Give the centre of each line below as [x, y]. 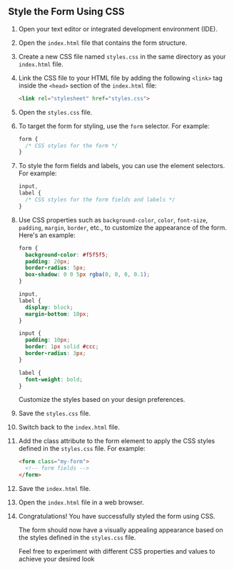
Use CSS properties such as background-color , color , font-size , [113, 219]
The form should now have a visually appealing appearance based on [121, 530]
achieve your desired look [56, 559]
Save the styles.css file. [55, 413]
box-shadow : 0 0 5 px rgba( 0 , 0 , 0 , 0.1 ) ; [88, 275]
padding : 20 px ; [48, 261]
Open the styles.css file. [55, 112]
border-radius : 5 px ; [56, 268]
